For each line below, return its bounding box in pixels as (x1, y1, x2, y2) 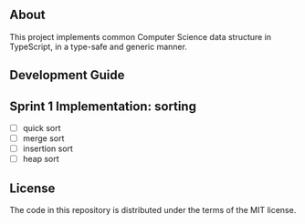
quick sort (22, 123, 61, 134)
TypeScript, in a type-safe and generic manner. (9, 41, 187, 52)
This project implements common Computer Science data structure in (9, 31, 272, 42)
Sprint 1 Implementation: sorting (9, 98, 196, 114)
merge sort (22, 133, 65, 144)
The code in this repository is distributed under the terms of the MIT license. (9, 205, 297, 216)
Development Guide (9, 67, 125, 83)
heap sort (22, 154, 59, 165)
